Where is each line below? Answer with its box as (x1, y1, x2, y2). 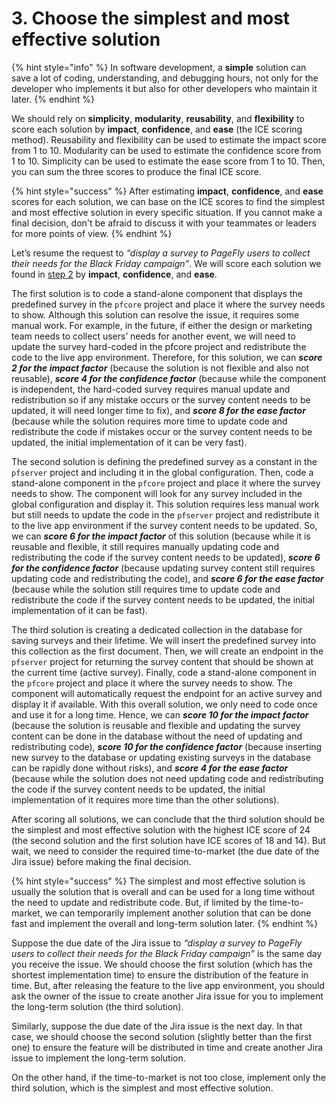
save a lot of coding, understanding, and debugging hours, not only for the (11, 72, 319, 84)
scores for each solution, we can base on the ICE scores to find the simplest (11, 195, 326, 207)
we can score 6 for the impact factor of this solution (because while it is (11, 530, 311, 542)
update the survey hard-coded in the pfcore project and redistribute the (11, 340, 307, 352)
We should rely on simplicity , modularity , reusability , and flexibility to (11, 112, 305, 124)
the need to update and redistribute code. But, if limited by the (11, 896, 268, 908)
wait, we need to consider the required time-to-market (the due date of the (11, 845, 320, 857)
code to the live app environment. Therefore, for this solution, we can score (11, 351, 323, 363)
